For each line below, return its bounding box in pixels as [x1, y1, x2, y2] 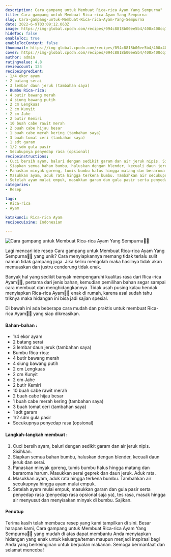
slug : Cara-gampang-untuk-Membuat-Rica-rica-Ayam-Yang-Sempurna [5, 17, 145, 22]
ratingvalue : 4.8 [5, 59, 42, 65]
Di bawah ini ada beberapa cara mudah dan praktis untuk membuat [5, 305, 147, 312]
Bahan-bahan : [5, 322, 38, 328]
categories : [5, 182, 31, 188]
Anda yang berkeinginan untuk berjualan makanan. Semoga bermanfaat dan [5, 541, 165, 547]
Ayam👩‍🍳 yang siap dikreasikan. [14, 311, 80, 317]
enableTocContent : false [5, 41, 58, 46]
